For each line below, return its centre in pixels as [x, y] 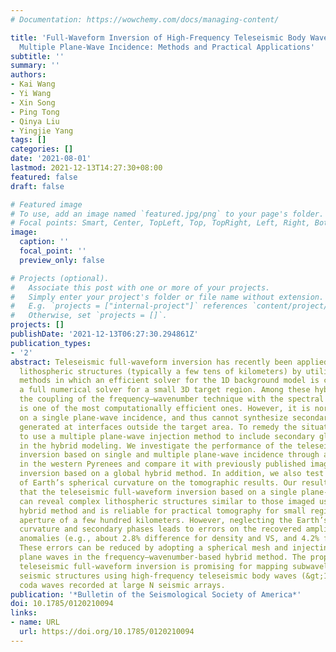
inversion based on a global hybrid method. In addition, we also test [172, 474]
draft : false [37, 186]
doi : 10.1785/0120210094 [62, 604]
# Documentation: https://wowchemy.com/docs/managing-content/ [145, 19]
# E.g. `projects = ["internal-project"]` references [129, 306]
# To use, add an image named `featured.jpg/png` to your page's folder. [167, 214]
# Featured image [46, 204]
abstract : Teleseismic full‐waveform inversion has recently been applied [169, 362]
